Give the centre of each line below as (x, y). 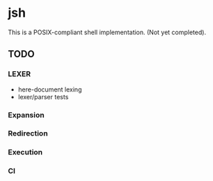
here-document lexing (50, 89)
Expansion (26, 115)
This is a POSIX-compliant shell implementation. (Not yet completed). (107, 32)
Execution (25, 152)
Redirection (28, 133)
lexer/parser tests (43, 96)
